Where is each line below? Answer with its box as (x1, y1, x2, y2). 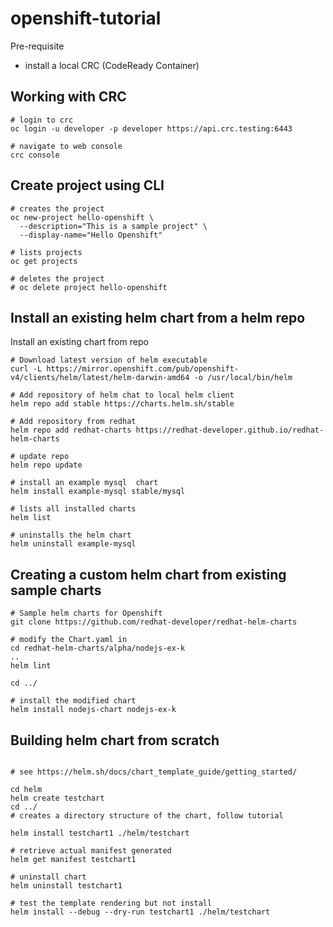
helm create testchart (10, 793, 105, 803)
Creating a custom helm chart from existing (10, 566, 287, 583)
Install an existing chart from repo (10, 336, 149, 348)
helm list (10, 513, 52, 523)
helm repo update (10, 460, 83, 471)
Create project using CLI (10, 177, 165, 194)
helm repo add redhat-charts (10, 425, 132, 436)
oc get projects (10, 256, 78, 266)
